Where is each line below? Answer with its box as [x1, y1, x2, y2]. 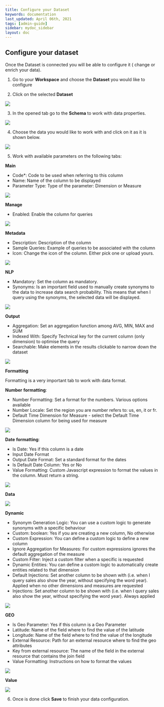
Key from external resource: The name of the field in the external [12, 648, 144, 654]
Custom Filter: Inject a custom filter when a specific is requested [12, 556, 144, 562]
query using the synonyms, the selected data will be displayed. [12, 294, 141, 300]
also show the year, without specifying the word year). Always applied [12, 593, 155, 599]
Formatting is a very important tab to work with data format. [5, 377, 127, 383]
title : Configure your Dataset [5, 7, 70, 12]
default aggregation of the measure [12, 551, 85, 557]
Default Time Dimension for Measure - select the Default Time [12, 412, 139, 418]
